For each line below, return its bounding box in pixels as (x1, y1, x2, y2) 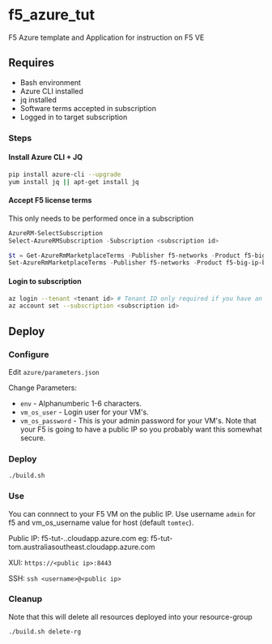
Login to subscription (8, 276, 83, 286)
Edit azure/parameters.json (8, 367, 100, 376)
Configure (8, 349, 49, 360)
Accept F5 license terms (8, 195, 92, 205)
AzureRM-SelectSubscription (8, 229, 104, 237)
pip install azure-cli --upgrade (8, 170, 121, 178)
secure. (19, 432, 46, 443)
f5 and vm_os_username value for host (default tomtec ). (8, 517, 194, 527)
